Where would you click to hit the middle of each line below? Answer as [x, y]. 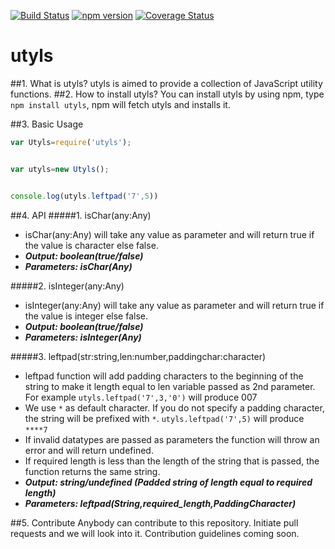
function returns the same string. [92, 471]
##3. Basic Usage [47, 124]
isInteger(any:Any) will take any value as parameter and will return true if [174, 305]
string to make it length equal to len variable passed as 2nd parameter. [170, 386]
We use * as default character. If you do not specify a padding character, [174, 407]
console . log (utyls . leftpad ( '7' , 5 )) [84, 196]
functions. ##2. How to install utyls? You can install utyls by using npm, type [167, 94]
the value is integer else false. [86, 316]
